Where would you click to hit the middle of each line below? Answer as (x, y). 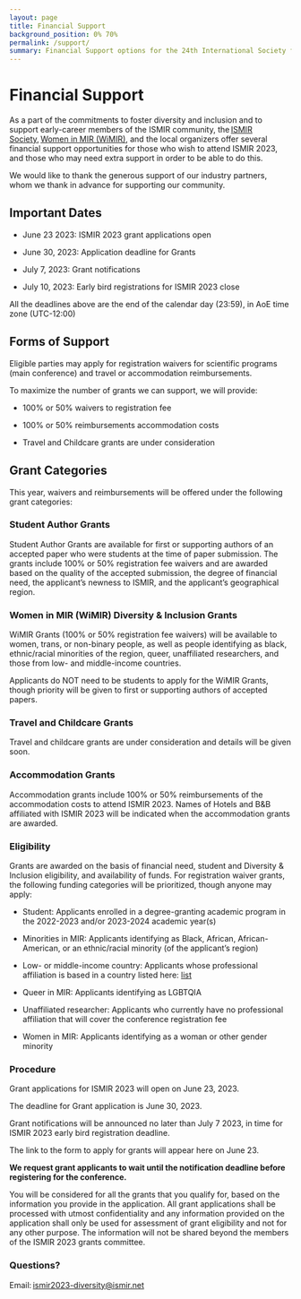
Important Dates (56, 213)
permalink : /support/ (50, 43)
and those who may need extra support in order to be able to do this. (136, 159)
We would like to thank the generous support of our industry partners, (138, 176)
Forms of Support (60, 342)
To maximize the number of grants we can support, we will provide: (133, 390)
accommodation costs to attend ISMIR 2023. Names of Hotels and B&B (140, 804)
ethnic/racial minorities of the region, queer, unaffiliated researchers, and (144, 654)
